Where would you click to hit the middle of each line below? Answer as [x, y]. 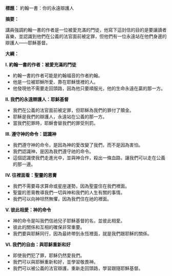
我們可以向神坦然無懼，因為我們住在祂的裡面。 [62, 199]
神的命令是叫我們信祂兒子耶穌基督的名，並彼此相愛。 [69, 221]
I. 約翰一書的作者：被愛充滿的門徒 [41, 65]
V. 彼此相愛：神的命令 [28, 210]
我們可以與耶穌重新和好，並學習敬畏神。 [55, 262]
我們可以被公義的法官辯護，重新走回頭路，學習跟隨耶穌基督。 [78, 268]
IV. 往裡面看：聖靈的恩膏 [31, 175]
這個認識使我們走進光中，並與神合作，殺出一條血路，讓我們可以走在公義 [89, 158]
